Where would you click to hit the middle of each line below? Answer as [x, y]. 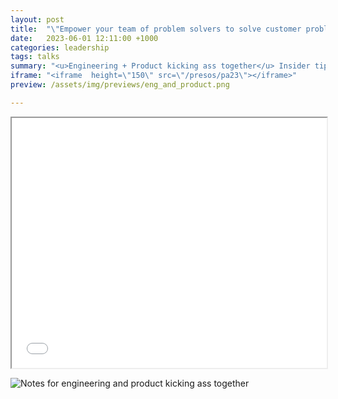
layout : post [37, 19]
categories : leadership [60, 47]
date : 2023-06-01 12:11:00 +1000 [84, 38]
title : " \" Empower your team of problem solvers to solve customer [156, 29]
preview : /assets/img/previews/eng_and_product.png [120, 85]
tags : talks [35, 57]
